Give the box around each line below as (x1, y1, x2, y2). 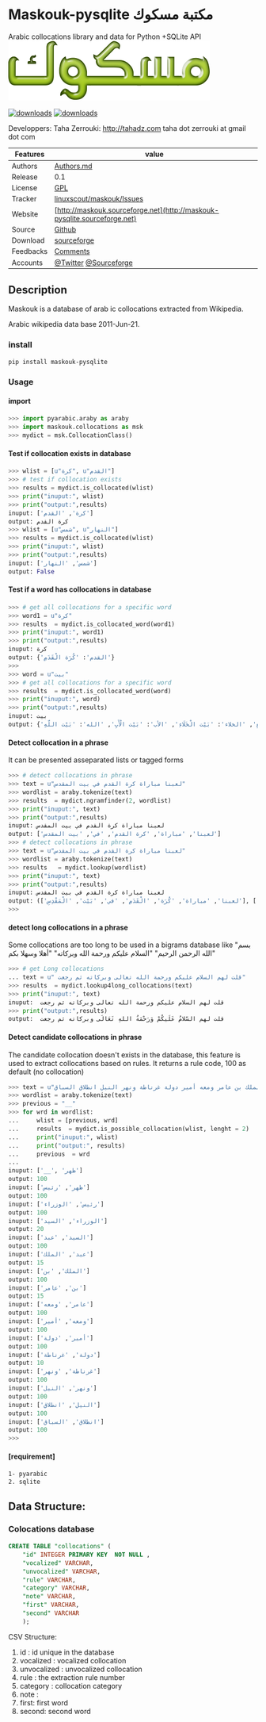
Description (8, 283, 67, 297)
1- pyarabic (8, 1470, 47, 1478)
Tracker (11, 194, 37, 204)
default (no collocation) (8, 1067, 85, 1076)
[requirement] (8, 1452, 55, 1461)
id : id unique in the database (19, 1647, 115, 1657)
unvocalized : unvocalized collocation (19, 1664, 142, 1674)
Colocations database (8, 1523, 95, 1534)
